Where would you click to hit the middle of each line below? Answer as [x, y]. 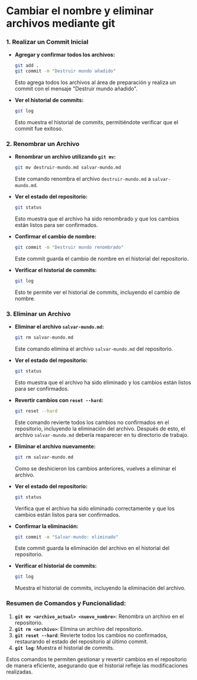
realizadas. [20, 672]
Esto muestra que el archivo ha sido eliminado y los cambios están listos [103, 382]
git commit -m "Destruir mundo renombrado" [69, 247]
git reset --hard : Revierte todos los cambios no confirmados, [91, 635]
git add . [27, 66]
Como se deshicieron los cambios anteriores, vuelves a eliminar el [95, 468]
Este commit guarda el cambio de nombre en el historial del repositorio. [102, 259]
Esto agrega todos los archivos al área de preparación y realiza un [95, 82]
